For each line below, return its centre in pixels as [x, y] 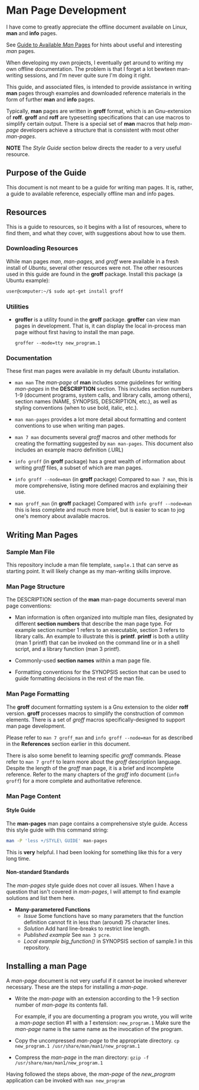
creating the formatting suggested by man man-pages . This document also [104, 444]
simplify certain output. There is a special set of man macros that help [92, 123]
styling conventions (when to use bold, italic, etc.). [76, 408]
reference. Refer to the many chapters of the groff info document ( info [93, 774]
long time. [18, 858]
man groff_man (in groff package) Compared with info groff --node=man [103, 503]
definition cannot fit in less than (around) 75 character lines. [97, 922]
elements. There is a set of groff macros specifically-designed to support [96, 720]
